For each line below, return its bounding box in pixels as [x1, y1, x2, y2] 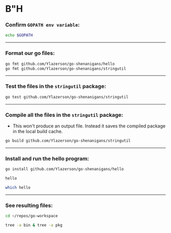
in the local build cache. [12, 128, 63, 134]
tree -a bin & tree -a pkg [5, 222, 63, 227]
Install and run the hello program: [5, 155, 89, 162]
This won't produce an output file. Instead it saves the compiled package [12, 123, 166, 129]
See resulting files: [5, 202, 53, 209]
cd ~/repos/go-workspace [5, 213, 58, 218]
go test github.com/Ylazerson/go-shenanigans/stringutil [5, 94, 129, 99]
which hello [5, 185, 31, 190]
